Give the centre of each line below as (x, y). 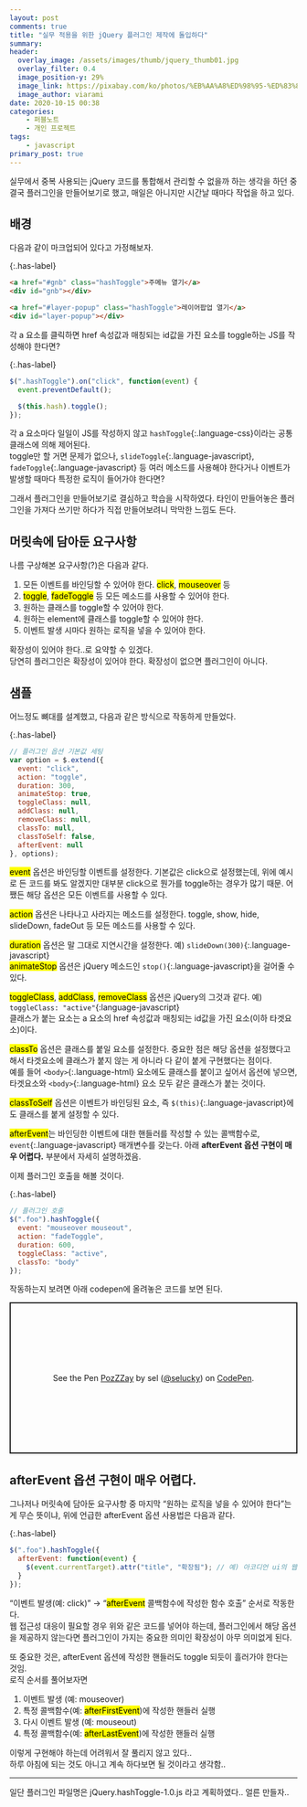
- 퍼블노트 (42, 120)
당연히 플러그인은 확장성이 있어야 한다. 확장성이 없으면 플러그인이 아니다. (138, 661)
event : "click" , (48, 769)
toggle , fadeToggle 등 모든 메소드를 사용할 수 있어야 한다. (126, 596)
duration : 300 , (47, 786)
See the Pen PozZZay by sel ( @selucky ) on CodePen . (153, 1378)
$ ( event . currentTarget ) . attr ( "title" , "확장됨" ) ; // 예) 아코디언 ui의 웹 (162, 1568)
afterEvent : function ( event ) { (77, 1559)
